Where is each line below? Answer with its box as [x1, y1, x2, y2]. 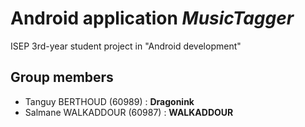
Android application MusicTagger [10, 7, 295, 30]
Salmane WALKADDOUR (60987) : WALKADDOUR [24, 106, 234, 118]
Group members [10, 69, 114, 86]
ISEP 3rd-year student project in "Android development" [10, 40, 242, 52]
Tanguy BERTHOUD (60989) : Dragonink [24, 95, 195, 107]
